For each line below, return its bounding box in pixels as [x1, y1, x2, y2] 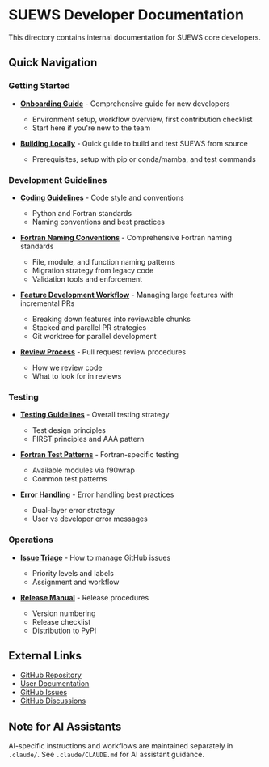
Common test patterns [32, 474, 107, 484]
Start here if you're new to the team [32, 123, 151, 133]
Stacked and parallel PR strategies [32, 322, 147, 333]
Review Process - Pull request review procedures [19, 346, 187, 357]
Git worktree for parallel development [32, 331, 157, 341]
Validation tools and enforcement [32, 273, 143, 284]
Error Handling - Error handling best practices [19, 489, 174, 499]
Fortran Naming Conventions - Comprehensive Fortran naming [19, 232, 233, 242]
